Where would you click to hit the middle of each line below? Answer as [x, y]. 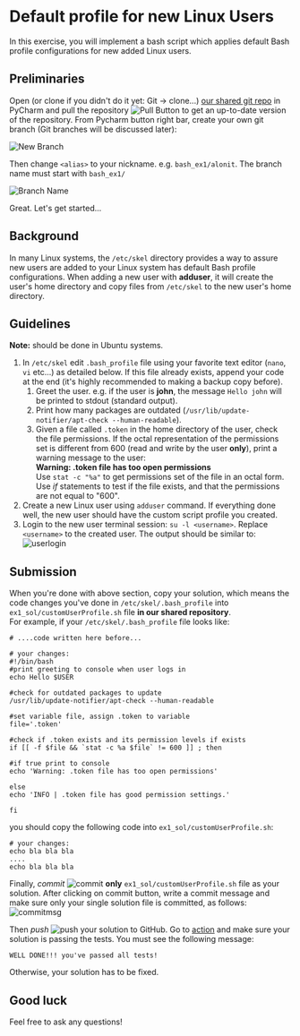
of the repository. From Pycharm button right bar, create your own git [137, 119]
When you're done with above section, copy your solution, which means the [149, 594]
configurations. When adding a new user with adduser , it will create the [141, 277]
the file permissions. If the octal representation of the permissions [157, 439]
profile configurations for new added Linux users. [100, 50]
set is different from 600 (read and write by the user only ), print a [156, 449]
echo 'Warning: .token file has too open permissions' [114, 772]
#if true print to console [60, 764]
